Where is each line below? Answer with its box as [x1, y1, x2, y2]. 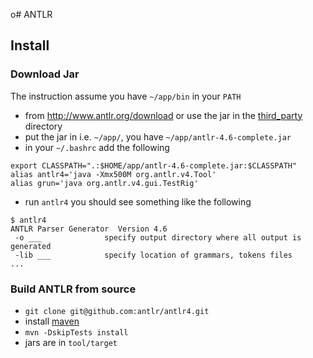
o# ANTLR [10, 9, 53, 20]
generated [10, 241, 52, 251]
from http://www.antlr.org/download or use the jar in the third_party [24, 109, 303, 121]
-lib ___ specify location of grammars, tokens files [14, 250, 293, 260]
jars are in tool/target [24, 336, 118, 348]
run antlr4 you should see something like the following [24, 195, 252, 208]
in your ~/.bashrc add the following [24, 141, 170, 153]
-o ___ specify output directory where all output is [14, 232, 302, 243]
